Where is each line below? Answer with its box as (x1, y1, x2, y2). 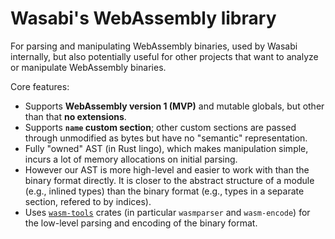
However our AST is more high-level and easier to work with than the (24, 163, 310, 176)
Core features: (10, 80, 70, 92)
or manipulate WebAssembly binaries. (10, 61, 167, 73)
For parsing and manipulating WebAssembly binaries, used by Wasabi (10, 40, 298, 52)
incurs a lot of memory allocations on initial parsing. (24, 153, 238, 165)
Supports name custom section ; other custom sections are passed (24, 121, 297, 133)
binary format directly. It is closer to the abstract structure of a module (24, 174, 315, 186)
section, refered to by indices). (24, 195, 152, 207)
